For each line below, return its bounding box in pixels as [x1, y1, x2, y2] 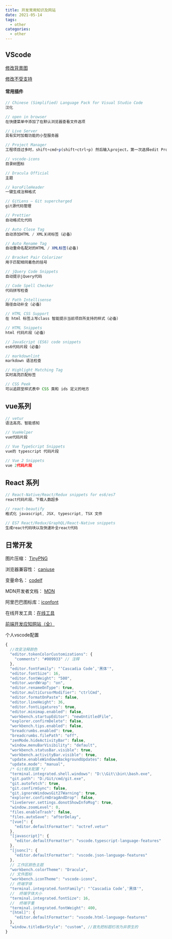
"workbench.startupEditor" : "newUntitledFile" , [10, 714, 114, 719]
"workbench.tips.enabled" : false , [10, 723, 83, 729]
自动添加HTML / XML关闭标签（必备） [5, 232, 74, 237]
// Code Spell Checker [5, 283, 54, 288]
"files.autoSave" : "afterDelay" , [10, 814, 81, 820]
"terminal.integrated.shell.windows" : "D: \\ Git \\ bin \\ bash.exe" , [10, 771, 153, 777]
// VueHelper [5, 430, 33, 435]
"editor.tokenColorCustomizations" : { [10, 652, 93, 657]
